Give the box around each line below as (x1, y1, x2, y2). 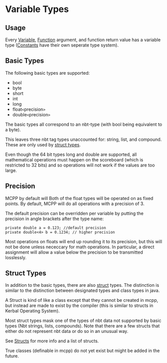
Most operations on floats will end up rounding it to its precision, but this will (5, 238, 162, 244)
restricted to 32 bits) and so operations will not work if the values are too (5, 162, 155, 168)
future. (5, 353, 19, 359)
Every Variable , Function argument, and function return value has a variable (5, 37, 161, 43)
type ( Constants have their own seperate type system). (5, 42, 119, 48)
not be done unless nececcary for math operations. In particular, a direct (5, 244, 154, 250)
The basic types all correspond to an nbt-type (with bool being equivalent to (5, 121, 162, 127)
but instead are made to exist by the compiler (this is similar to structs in (5, 302, 153, 309)
